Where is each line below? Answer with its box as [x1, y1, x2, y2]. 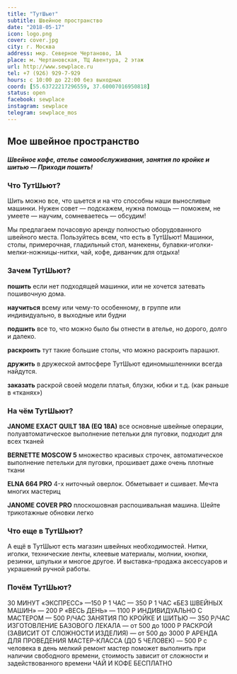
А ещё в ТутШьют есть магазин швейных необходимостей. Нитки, [7, 542, 209, 551]
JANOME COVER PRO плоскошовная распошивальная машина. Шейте [7, 501, 221, 510]
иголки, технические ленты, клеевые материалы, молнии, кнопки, [7, 550, 209, 558]
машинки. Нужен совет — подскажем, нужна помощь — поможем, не [7, 204, 221, 213]
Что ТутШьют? [7, 181, 61, 191]
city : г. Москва [7, 43, 55, 50]
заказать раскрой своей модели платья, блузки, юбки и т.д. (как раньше [7, 381, 229, 389]
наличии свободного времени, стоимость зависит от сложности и [7, 651, 209, 660]
